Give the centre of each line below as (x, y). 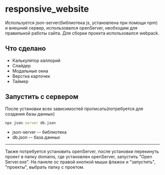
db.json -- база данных (36, 137)
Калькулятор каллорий (36, 60)
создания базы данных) (30, 114)
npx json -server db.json (30, 123)
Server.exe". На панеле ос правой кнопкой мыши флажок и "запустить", (80, 162)
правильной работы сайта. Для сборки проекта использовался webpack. (82, 33)
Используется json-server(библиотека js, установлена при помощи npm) (82, 23)
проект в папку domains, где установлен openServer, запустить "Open (79, 157)
